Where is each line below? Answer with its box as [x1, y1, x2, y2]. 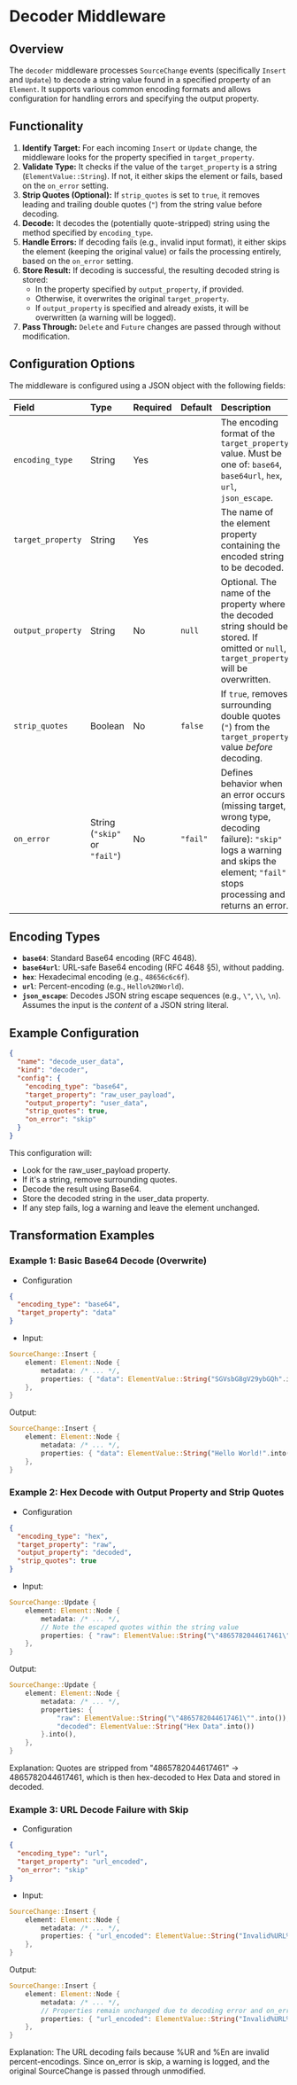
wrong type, [220, 810, 271, 823]
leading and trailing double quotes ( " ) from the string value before [21, 199, 263, 209]
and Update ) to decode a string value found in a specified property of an [9, 74, 271, 85]
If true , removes [220, 687, 288, 699]
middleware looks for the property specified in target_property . [21, 152, 255, 162]
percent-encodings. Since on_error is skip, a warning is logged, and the [9, 2057, 270, 2067]
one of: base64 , [220, 458, 283, 471]
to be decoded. [220, 561, 285, 574]
